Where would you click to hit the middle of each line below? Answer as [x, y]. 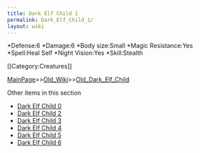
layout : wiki [26, 26]
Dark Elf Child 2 [39, 113]
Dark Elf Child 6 [39, 143]
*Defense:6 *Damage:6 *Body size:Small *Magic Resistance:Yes [100, 46]
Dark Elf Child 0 [39, 106]
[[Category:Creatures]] [40, 67]
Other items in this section [44, 93]
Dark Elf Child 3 [39, 121]
